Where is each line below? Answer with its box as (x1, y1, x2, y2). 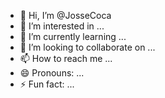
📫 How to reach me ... (19, 53, 113, 64)
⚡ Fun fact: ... (19, 78, 75, 90)
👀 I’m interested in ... (19, 20, 105, 32)
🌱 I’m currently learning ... (19, 31, 127, 42)
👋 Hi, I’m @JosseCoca (19, 10, 112, 21)
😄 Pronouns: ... (19, 67, 85, 79)
